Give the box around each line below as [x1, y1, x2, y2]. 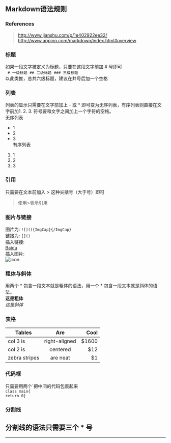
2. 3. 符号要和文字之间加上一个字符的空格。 [22, 108, 114, 115]
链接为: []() [5, 232, 31, 238]
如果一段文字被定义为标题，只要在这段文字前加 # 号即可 [5, 63, 122, 70]
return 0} [5, 393, 26, 398]
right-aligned [44, 338, 76, 345]
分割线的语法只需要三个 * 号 [5, 423, 93, 432]
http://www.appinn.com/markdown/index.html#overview [17, 37, 136, 43]
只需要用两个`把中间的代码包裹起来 [5, 383, 78, 389]
